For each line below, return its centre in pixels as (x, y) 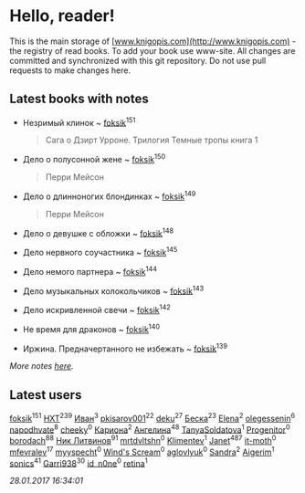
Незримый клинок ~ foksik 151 (79, 121)
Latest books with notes (79, 99)
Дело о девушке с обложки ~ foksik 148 (98, 232)
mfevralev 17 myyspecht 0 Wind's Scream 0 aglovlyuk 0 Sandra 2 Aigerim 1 (142, 451)
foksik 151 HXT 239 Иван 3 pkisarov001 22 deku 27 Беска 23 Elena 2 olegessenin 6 (152, 418)
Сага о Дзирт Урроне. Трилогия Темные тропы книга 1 (152, 140)
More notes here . (42, 366)
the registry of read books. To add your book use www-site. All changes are (152, 50)
